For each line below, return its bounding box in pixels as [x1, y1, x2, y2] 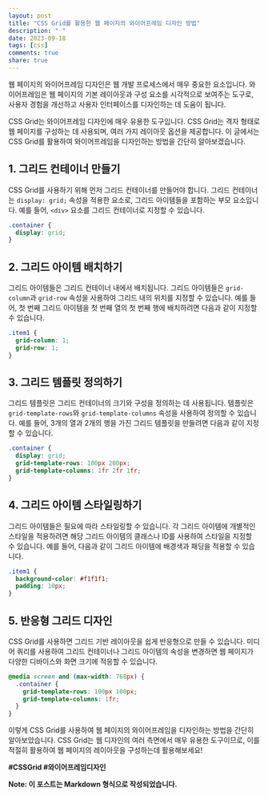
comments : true [8, 49, 59, 57]
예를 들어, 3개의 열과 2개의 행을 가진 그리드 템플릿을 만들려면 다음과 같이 [18, 418, 245, 428]
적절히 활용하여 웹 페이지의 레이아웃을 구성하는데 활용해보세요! [8, 745, 203, 755]
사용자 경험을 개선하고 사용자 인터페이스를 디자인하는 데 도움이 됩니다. [8, 99, 226, 109]
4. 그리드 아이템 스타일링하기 [8, 499, 142, 512]
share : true [8, 57, 48, 65]
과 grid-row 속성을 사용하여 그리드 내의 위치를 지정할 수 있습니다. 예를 [29, 293, 248, 303]
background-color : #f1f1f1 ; [15, 575, 110, 583]
